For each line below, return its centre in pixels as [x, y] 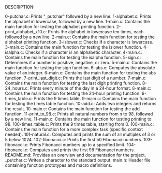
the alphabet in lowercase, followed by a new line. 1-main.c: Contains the [78, 22]
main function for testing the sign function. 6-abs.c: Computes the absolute [80, 68]
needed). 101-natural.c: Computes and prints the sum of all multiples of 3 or [80, 134]
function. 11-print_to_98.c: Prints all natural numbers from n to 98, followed [79, 114]
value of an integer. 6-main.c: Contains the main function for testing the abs [81, 73]
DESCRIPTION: [20, 7]
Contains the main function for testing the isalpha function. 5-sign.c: [73, 57]
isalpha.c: [15, 52]
